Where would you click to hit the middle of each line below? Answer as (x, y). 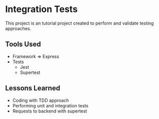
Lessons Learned (33, 88)
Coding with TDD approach (41, 100)
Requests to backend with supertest (50, 111)
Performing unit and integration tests (50, 105)
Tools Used (23, 44)
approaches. (18, 28)
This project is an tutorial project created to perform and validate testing (79, 23)
